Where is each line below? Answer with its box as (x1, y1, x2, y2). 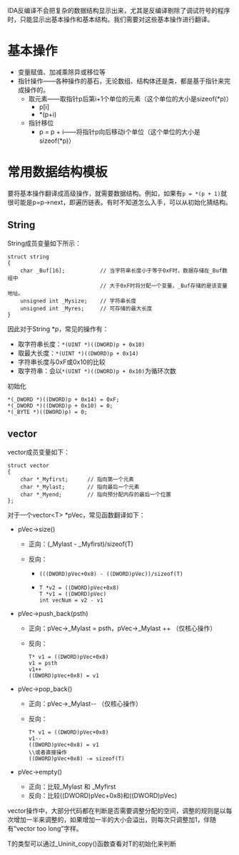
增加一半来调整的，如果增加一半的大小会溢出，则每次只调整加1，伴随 (13, 815, 216, 824)
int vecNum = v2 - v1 (39, 597, 103, 604)
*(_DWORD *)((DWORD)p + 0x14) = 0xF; (7, 395, 120, 403)
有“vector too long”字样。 (7, 824, 83, 833)
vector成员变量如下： (7, 447, 70, 456)
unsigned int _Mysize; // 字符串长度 (20, 297, 137, 305)
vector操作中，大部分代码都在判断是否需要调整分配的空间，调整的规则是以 (7, 806, 226, 815)
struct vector (7, 462, 50, 469)
